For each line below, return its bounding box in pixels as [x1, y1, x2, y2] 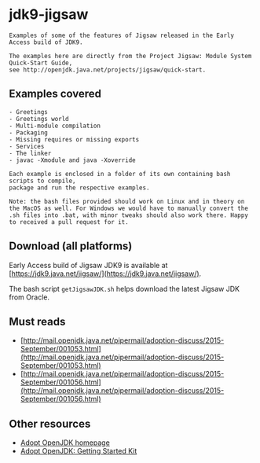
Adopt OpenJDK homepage [20, 438, 111, 447]
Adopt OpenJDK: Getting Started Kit [20, 446, 137, 456]
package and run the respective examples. [9, 183, 150, 192]
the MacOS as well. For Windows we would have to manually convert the [9, 204, 248, 212]
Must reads [9, 314, 66, 328]
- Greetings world [9, 115, 69, 123]
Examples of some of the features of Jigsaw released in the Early [9, 31, 235, 39]
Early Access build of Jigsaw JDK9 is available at [9, 260, 168, 270]
